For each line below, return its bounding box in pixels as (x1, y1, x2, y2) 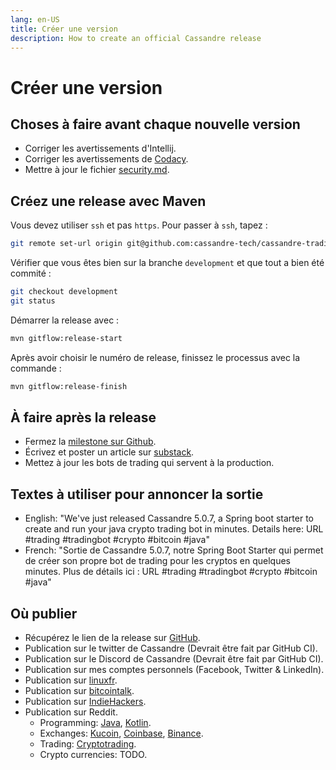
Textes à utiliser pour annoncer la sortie (10, 486, 264, 503)
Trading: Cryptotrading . (39, 738, 137, 750)
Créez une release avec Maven (10, 192, 207, 210)
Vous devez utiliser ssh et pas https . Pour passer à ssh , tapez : (10, 219, 268, 231)
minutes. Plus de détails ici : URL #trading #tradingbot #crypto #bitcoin (24, 566, 318, 578)
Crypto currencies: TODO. (39, 749, 148, 760)
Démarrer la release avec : (10, 314, 120, 326)
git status (10, 296, 56, 306)
